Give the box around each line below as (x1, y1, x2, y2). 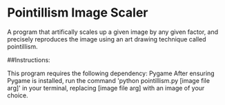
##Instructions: (7, 55, 50, 64)
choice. (7, 91, 29, 99)
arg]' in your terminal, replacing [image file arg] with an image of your (7, 84, 205, 92)
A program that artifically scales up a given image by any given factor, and (7, 28, 219, 36)
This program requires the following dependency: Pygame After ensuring (7, 69, 215, 77)
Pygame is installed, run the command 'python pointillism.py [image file (7, 76, 211, 84)
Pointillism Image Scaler (7, 5, 148, 21)
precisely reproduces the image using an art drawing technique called (7, 35, 206, 43)
